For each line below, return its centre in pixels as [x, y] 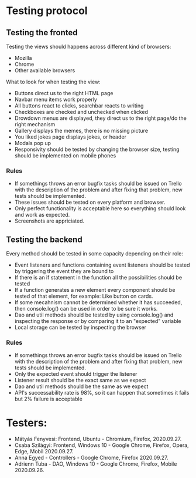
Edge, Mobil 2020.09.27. [44, 452]
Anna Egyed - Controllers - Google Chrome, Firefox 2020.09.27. [91, 458]
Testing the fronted [42, 33]
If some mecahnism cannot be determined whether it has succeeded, [98, 302]
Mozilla [23, 58]
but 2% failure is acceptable [49, 399]
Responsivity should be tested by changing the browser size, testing [97, 149]
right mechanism [35, 124]
